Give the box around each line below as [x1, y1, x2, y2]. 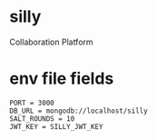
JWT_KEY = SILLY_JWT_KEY [9, 122, 103, 131]
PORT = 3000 [9, 98, 54, 107]
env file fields [9, 68, 114, 89]
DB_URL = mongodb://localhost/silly [9, 106, 148, 115]
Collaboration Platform [9, 36, 93, 47]
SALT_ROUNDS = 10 [9, 114, 75, 124]
